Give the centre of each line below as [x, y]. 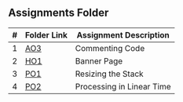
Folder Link [46, 35]
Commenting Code [110, 48]
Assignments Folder [59, 13]
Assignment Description [123, 35]
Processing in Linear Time [123, 86]
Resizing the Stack [109, 74]
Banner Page [99, 60]
